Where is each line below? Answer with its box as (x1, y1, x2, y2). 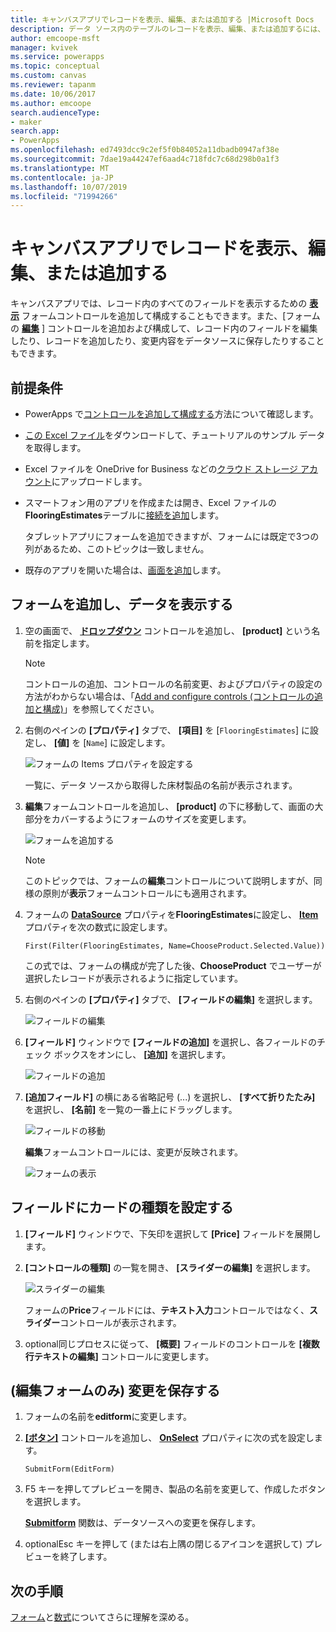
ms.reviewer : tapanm (10, 80, 97, 90)
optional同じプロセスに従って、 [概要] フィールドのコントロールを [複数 (24, 1337, 320, 1350)
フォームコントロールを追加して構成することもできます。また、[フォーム (21, 310, 321, 322)
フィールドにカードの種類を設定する (10, 1199, 234, 1216)
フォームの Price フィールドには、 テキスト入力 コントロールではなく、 (24, 1304, 310, 1316)
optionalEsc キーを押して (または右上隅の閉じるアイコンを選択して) (24, 1538, 303, 1550)
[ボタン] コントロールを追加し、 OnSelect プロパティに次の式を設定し (24, 1432, 315, 1444)
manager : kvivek (10, 42, 78, 53)
